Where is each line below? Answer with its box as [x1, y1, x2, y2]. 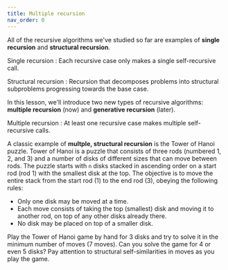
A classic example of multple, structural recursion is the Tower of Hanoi [7, 139, 215, 147]
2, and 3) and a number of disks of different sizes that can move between [7, 154, 217, 163]
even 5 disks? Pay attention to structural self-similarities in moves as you [7, 247, 215, 255]
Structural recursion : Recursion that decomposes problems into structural [7, 77, 219, 85]
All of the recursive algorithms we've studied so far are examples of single [7, 35, 220, 44]
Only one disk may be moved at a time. [17, 197, 129, 205]
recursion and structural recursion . [7, 43, 111, 51]
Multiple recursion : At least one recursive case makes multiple [7, 118, 186, 127]
